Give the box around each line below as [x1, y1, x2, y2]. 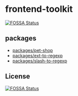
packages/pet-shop [12, 47, 53, 53]
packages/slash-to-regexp [12, 58, 67, 64]
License [5, 72, 30, 81]
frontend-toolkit [5, 3, 73, 15]
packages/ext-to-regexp [12, 52, 63, 58]
